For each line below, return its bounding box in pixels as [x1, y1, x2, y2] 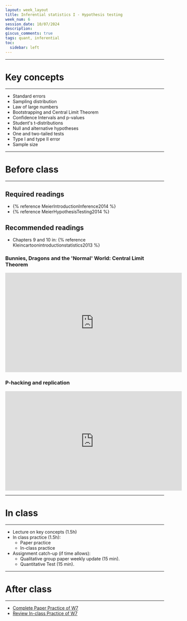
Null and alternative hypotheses [12, 125, 79, 131]
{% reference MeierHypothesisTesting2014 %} [12, 209, 110, 215]
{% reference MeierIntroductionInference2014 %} [12, 203, 116, 210]
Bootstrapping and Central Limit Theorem [12, 109, 99, 115]
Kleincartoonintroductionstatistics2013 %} [12, 242, 100, 248]
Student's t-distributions [12, 120, 64, 126]
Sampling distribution [12, 98, 57, 104]
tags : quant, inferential [5, 36, 59, 41]
